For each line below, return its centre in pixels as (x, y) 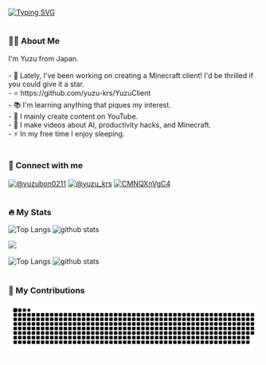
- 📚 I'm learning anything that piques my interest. (90, 104)
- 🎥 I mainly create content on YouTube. (73, 116)
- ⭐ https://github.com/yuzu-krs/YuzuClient (80, 92)
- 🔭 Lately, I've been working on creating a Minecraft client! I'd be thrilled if (131, 75)
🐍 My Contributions (47, 290)
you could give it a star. (47, 84)
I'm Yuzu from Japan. (43, 58)
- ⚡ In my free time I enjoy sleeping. (66, 133)
